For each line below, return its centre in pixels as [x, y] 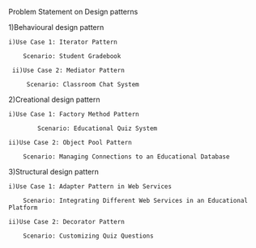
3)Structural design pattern [54, 172]
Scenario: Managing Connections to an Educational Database [126, 157]
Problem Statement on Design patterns [73, 12]
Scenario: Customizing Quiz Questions [88, 236]
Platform [23, 208]
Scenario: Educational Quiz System [98, 128]
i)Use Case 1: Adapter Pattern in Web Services [90, 187]
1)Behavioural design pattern [56, 27]
